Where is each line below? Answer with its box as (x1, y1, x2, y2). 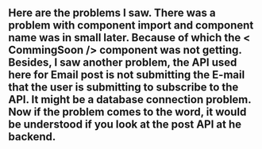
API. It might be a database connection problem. (8, 93, 252, 106)
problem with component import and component (8, 19, 254, 32)
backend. (8, 130, 56, 143)
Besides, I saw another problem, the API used (8, 55, 237, 70)
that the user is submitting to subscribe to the (8, 81, 239, 94)
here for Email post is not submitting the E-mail (8, 68, 245, 82)
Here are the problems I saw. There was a (8, 6, 216, 20)
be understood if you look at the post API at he (8, 118, 242, 132)
